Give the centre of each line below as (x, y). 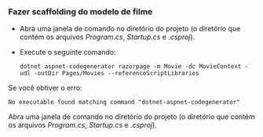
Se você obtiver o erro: (45, 88)
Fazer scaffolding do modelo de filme (80, 12)
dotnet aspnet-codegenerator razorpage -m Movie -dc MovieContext (130, 67)
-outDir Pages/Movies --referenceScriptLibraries (117, 74)
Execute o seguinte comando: (68, 52)
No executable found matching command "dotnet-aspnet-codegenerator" (124, 103)
